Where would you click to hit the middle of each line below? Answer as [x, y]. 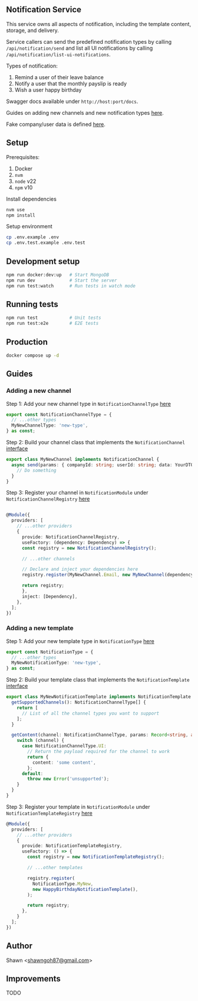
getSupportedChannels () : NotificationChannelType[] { [79, 703]
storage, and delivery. [32, 30]
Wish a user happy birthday [48, 90]
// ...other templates [55, 868]
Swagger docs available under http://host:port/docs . [72, 101]
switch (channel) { [41, 741]
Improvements [33, 979]
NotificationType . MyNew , [63, 884]
